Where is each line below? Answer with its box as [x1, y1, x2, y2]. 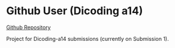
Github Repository [6, 24, 51, 31]
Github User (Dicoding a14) [6, 4, 143, 18]
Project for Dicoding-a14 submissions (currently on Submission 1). [6, 35, 169, 42]
